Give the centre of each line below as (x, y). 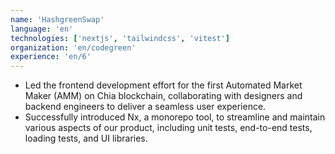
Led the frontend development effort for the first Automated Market (163, 85)
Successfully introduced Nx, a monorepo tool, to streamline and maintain (175, 117)
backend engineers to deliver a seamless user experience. (145, 107)
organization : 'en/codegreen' (73, 47)
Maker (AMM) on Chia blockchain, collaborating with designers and (163, 96)
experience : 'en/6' (51, 57)
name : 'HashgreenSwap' (57, 19)
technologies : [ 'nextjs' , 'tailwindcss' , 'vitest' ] (120, 38)
